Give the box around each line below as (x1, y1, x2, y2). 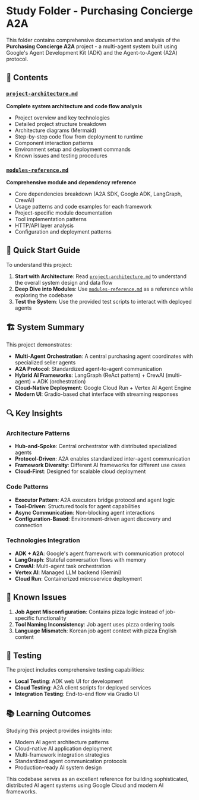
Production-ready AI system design (14, 764, 102, 771)
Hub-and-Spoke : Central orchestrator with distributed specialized (14, 443, 177, 450)
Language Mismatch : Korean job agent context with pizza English (14, 627, 177, 634)
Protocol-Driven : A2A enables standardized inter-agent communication (14, 455, 191, 462)
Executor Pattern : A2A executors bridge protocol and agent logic (14, 496, 175, 503)
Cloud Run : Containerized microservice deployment (14, 575, 143, 582)
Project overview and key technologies (14, 114, 110, 121)
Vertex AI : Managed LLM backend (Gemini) (14, 569, 122, 576)
